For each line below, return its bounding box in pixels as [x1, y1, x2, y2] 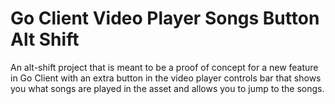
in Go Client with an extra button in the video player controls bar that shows [10, 72, 322, 84]
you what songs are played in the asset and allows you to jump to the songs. [10, 82, 325, 94]
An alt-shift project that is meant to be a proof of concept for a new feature [10, 61, 319, 73]
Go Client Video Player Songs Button [10, 7, 320, 30]
